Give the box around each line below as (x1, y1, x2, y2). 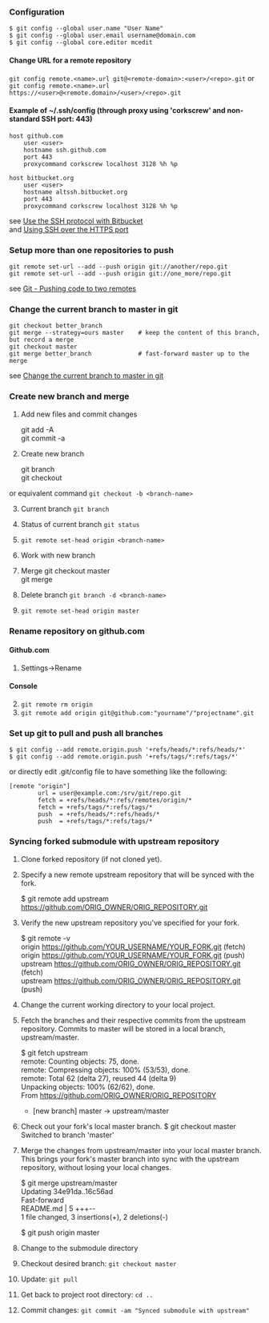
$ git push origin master (20, 1228, 100, 1237)
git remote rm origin (20, 700, 93, 709)
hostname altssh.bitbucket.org (23, 187, 128, 196)
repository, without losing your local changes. (20, 1162, 171, 1172)
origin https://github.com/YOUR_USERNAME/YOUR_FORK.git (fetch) (20, 942, 247, 951)
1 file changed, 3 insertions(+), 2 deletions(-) (20, 1212, 169, 1221)
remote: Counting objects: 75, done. (20, 1056, 139, 1066)
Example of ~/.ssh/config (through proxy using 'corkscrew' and (9, 106, 227, 115)
